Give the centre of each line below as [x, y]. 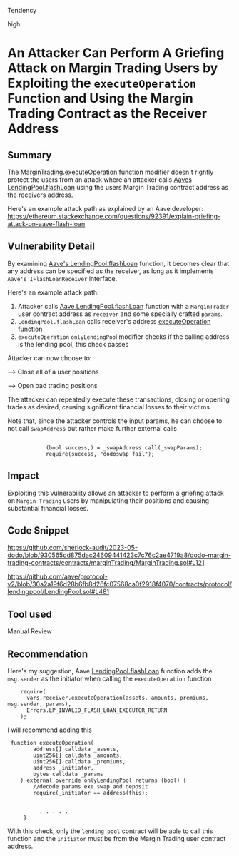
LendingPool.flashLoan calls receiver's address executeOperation [114, 321]
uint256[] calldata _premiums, [80, 762]
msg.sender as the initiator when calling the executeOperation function [110, 679]
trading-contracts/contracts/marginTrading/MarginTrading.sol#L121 [106, 563]
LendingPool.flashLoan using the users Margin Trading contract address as [118, 187]
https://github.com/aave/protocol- [58, 576]
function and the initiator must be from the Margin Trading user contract [117, 839]
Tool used [30, 614]
